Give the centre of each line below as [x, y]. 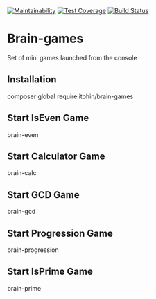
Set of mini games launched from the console [72, 57]
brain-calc [22, 173]
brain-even [23, 134]
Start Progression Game [60, 233]
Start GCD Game [43, 195]
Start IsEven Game [48, 118]
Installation [32, 80]
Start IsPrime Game [50, 272]
